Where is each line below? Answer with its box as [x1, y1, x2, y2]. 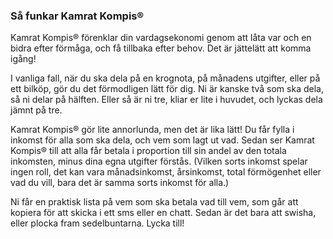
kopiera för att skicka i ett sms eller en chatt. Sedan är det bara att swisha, [10, 207, 317, 219]
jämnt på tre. [10, 104, 63, 116]
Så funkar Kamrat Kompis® [10, 9, 145, 23]
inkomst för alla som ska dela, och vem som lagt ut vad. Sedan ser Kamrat [10, 134, 315, 146]
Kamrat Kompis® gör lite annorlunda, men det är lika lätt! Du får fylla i [10, 124, 295, 136]
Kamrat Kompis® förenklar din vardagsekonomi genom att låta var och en [10, 32, 312, 44]
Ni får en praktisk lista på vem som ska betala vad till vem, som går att [10, 196, 299, 208]
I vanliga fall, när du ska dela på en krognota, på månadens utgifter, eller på [10, 72, 321, 84]
